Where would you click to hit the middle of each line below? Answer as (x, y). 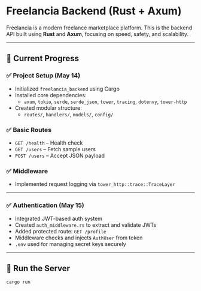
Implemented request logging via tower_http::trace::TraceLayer (95, 184)
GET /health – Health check (49, 143)
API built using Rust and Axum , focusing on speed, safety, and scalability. (97, 34)
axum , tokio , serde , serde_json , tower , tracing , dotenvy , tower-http (105, 101)
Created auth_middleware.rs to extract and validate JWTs (86, 225)
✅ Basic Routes (29, 130)
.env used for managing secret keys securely (71, 244)
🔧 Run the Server (38, 268)
